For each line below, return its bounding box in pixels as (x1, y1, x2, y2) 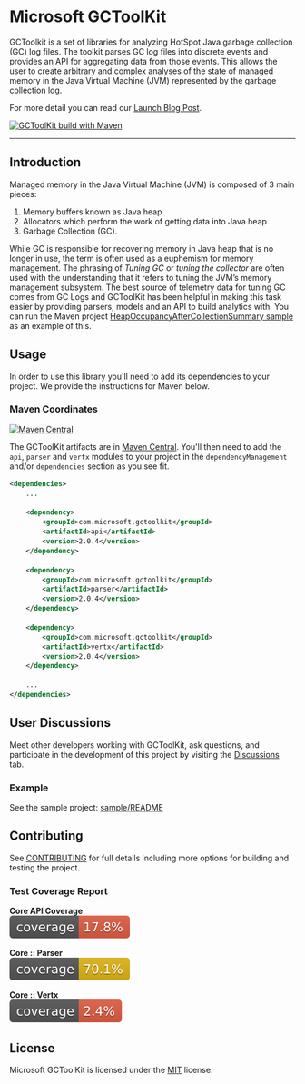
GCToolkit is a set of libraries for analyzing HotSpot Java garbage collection (9, 36, 293, 47)
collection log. (9, 85, 63, 95)
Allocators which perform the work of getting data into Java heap (22, 215, 268, 226)
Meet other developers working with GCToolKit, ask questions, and (9, 739, 261, 751)
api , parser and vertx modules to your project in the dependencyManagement (9, 451, 288, 462)
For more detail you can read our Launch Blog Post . (9, 102, 202, 113)
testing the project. (9, 861, 80, 873)
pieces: (9, 188, 37, 199)
